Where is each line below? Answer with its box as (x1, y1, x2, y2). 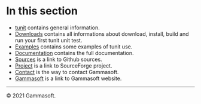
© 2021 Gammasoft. (6, 91, 56, 99)
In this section (6, 4, 78, 18)
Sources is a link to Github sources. (14, 56, 103, 63)
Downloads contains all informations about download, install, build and (14, 30, 190, 37)
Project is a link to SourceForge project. (14, 62, 112, 69)
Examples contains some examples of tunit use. (14, 43, 133, 50)
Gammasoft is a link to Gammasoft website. (14, 75, 122, 82)
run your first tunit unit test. (14, 36, 83, 44)
